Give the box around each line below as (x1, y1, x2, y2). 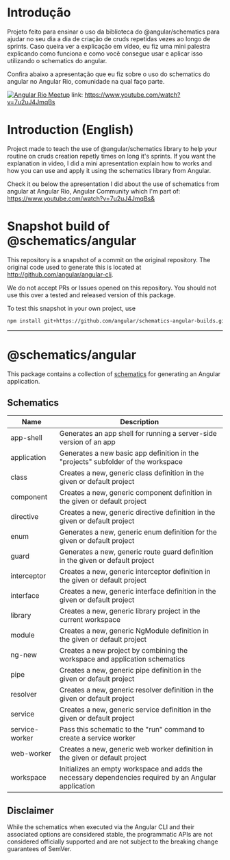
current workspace (59, 615, 121, 625)
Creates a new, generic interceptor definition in (59, 567, 211, 577)
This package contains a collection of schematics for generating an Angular (7, 369, 221, 378)
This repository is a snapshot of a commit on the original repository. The (7, 255, 211, 264)
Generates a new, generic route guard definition (59, 547, 214, 557)
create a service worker (59, 733, 136, 743)
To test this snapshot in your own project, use (7, 304, 136, 312)
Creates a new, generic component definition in (59, 488, 212, 498)
